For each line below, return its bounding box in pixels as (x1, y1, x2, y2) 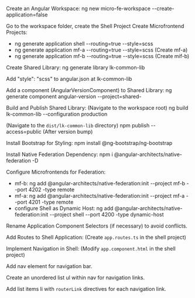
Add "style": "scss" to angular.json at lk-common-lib (6, 76, 132, 82)
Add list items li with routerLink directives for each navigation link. (6, 286, 166, 292)
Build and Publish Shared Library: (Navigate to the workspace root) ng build (6, 104, 189, 111)
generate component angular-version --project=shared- (6, 93, 142, 100)
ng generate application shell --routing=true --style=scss (14, 40, 153, 47)
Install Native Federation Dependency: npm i (6, 151, 113, 158)
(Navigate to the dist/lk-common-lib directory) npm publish (6, 122, 150, 128)
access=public (6, 128, 42, 135)
